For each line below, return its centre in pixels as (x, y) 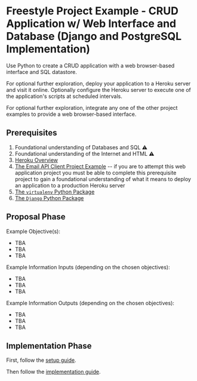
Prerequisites (32, 133)
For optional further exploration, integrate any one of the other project (92, 107)
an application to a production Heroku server (70, 185)
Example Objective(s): (33, 231)
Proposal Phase (36, 217)
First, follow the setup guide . (41, 360)
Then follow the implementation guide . (53, 372)
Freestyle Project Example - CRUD (93, 11)
